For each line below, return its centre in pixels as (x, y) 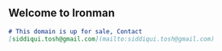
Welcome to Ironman (62, 13)
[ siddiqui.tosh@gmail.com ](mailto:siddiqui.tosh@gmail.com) (112, 39)
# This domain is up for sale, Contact (75, 31)
